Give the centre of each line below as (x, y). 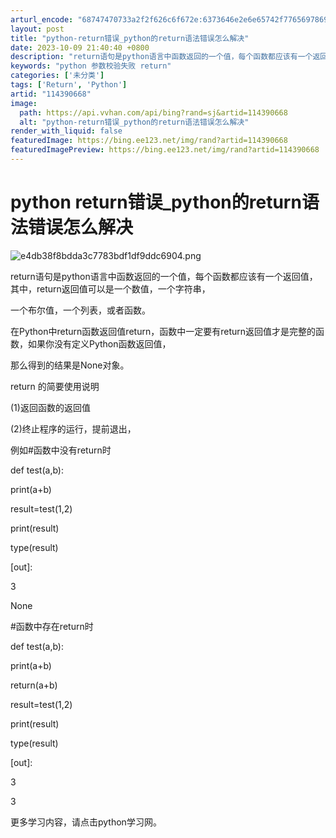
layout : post (37, 29)
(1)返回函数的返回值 (50, 407)
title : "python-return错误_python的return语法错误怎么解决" (130, 38)
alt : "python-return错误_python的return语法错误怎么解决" (134, 122)
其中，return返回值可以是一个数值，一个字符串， (110, 288)
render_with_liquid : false (66, 131)
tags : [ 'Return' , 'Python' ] (69, 85)
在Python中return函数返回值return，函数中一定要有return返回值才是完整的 (163, 331)
